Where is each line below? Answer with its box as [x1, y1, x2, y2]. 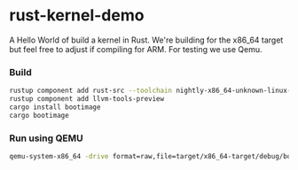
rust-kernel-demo [9, 5, 145, 26]
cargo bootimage [9, 111, 69, 120]
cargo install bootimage [9, 103, 101, 112]
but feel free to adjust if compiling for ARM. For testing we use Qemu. [9, 43, 263, 54]
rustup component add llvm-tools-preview [9, 95, 165, 104]
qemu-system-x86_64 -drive [9, 152, 109, 161]
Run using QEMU [9, 132, 84, 144]
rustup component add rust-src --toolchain [9, 86, 173, 96]
